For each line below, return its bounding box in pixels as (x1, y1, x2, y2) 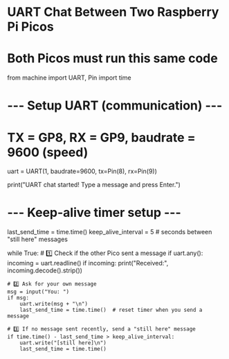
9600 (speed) (7, 144, 89, 160)
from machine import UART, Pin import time (7, 73, 131, 82)
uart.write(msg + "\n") (19, 301, 89, 308)
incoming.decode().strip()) (7, 266, 83, 274)
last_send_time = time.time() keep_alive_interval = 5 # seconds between (7, 228, 212, 236)
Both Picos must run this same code (7, 51, 218, 67)
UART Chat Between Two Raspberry (7, 4, 219, 20)
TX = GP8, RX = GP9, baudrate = (7, 130, 196, 146)
